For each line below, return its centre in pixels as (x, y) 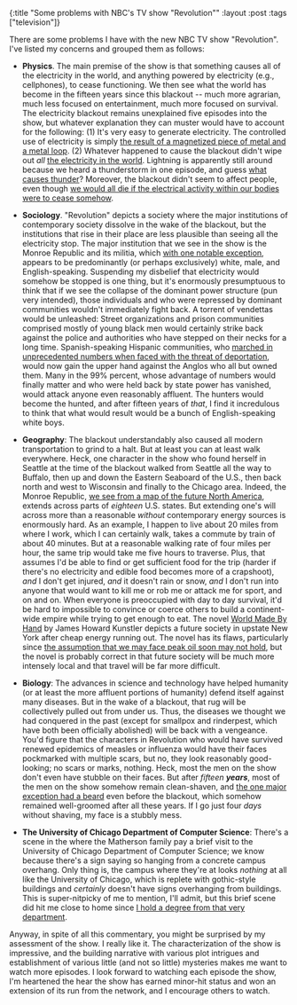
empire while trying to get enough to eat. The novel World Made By (164, 619)
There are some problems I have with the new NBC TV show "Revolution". (144, 39)
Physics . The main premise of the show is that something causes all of (151, 66)
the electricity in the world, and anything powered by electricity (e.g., (148, 75)
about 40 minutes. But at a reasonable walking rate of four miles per (146, 543)
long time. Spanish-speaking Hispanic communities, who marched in (147, 347)
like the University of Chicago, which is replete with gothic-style (139, 879)
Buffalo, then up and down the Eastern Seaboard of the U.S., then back (152, 477)
